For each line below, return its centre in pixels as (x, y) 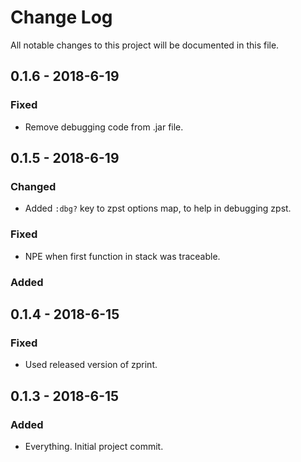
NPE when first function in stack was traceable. (122, 256)
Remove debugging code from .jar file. (104, 127)
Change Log (61, 17)
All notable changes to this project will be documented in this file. (145, 45)
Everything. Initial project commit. (94, 446)
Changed (33, 186)
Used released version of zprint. (91, 365)
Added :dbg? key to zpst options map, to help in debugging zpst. (158, 208)
